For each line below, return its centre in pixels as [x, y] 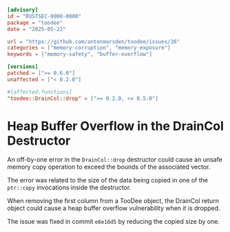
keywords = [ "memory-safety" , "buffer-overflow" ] [80, 54]
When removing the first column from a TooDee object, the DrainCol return [113, 201]
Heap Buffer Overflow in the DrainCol [115, 126]
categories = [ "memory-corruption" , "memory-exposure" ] [89, 48]
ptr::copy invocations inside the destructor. [69, 188]
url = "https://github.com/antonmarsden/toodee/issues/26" [94, 41]
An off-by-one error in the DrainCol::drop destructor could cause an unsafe [115, 160]
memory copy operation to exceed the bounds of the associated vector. [109, 167]
